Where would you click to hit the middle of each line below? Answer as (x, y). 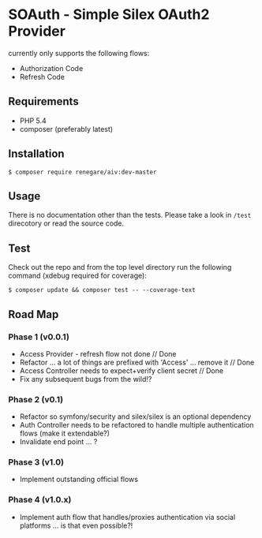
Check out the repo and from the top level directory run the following (120, 267)
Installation (36, 154)
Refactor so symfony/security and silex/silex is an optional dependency (135, 417)
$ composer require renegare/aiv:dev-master (82, 172)
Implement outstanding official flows (79, 480)
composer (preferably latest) (66, 129)
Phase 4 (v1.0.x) (40, 500)
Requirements (43, 101)
